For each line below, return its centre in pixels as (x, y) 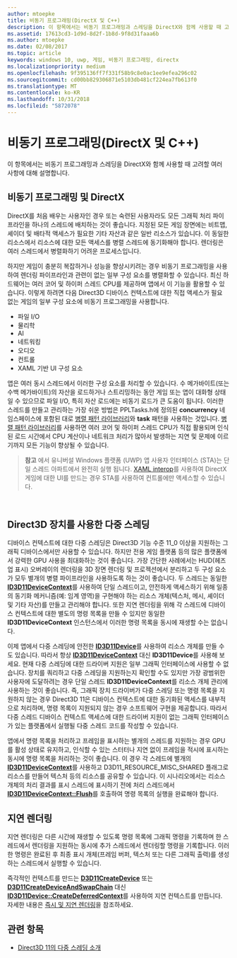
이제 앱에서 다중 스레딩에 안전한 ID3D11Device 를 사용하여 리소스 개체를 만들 (112, 646)
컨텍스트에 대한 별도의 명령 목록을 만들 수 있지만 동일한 (90, 614)
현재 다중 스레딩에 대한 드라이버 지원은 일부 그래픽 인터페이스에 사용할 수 (122, 664)
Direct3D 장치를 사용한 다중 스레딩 (79, 525)
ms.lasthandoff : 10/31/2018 (49, 100)
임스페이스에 (25, 419)
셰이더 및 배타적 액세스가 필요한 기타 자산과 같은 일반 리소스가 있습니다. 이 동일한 (118, 233)
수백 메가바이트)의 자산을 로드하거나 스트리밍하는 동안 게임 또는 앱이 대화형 (110, 392)
